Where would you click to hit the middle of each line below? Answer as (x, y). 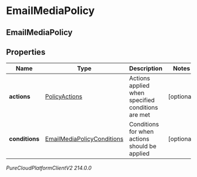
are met (140, 115)
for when (141, 131)
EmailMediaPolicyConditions (84, 139)
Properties (26, 52)
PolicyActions (64, 96)
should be (142, 146)
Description (146, 68)
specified (142, 100)
